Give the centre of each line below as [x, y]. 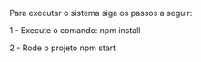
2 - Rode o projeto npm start [63, 48]
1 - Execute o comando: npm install [75, 30]
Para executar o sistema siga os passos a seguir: [101, 13]
